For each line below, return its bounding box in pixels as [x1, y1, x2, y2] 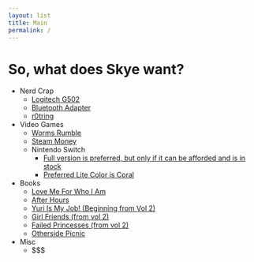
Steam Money [31, 137, 77, 146]
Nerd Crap [19, 86, 54, 95]
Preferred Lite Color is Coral [43, 170, 134, 180]
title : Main [8, 19, 47, 27]
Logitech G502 [31, 95, 80, 104]
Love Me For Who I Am [31, 187, 106, 196]
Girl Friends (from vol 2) [31, 212, 110, 222]
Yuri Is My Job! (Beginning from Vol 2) [31, 204, 156, 213]
